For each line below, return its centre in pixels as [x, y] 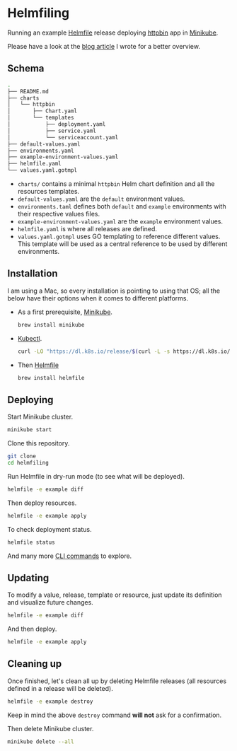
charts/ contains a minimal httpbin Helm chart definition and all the [116, 184]
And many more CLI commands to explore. [70, 556]
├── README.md [28, 91]
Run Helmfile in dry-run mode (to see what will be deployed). [96, 476]
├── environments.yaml [41, 151]
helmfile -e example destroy [50, 701]
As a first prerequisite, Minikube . [65, 312]
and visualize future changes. [50, 602]
